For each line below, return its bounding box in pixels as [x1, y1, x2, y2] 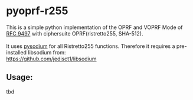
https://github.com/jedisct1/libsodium [6, 55, 97, 62]
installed [6, 49, 27, 56]
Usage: [6, 72, 34, 82]
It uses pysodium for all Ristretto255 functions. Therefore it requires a [6, 43, 175, 50]
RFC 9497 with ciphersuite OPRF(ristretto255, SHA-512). [6, 30, 143, 37]
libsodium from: [28, 49, 66, 56]
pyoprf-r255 [6, 4, 68, 18]
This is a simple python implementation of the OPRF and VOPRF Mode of [6, 24, 183, 31]
